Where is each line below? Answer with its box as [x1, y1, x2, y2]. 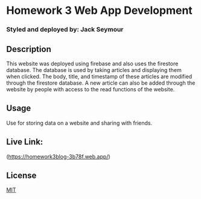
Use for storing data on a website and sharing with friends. [6, 119, 153, 126]
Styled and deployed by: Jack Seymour [6, 25, 124, 34]
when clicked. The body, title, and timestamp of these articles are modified [6, 73, 193, 80]
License [6, 170, 37, 180]
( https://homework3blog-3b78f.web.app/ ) [6, 152, 110, 160]
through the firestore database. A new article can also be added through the [6, 79, 196, 86]
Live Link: [6, 137, 43, 147]
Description [6, 44, 51, 54]
